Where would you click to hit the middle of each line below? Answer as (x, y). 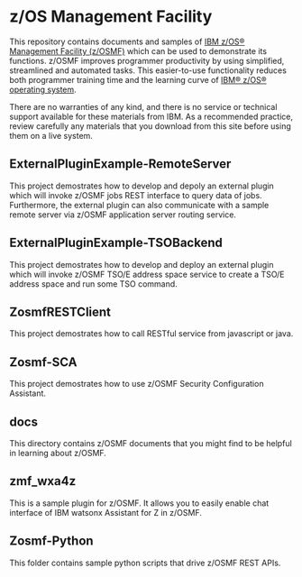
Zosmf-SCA (43, 362)
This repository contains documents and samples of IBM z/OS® (127, 41)
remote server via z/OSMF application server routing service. (123, 215)
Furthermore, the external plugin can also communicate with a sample (139, 205)
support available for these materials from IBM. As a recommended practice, (151, 116)
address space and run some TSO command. (93, 284)
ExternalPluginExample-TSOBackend (116, 243)
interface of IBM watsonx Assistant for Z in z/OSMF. (106, 512)
